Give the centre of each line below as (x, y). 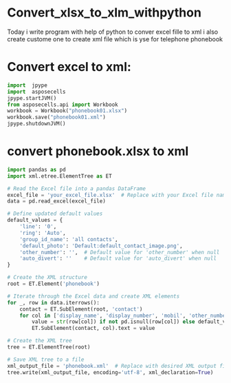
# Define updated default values (55, 214)
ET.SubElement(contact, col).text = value (93, 329)
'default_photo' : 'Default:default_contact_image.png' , (101, 246)
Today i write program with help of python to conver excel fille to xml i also (113, 32)
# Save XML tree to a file (46, 360)
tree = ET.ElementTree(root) (49, 347)
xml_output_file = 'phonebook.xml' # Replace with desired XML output (112, 366)
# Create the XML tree (40, 341)
